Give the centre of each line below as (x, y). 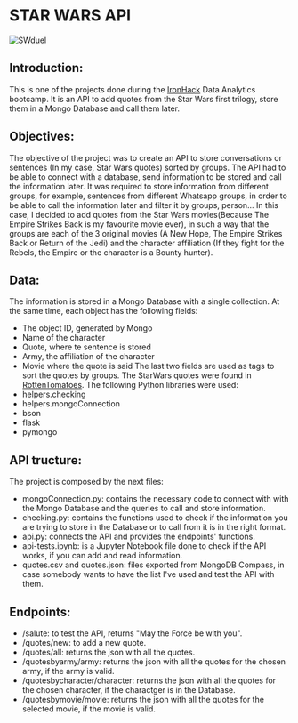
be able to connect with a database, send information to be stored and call (145, 177)
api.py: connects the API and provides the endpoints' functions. (138, 537)
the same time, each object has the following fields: (104, 311)
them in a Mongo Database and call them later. (95, 108)
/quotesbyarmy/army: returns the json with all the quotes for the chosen (154, 662)
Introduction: (46, 68)
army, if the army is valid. (68, 671)
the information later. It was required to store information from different (139, 186)
